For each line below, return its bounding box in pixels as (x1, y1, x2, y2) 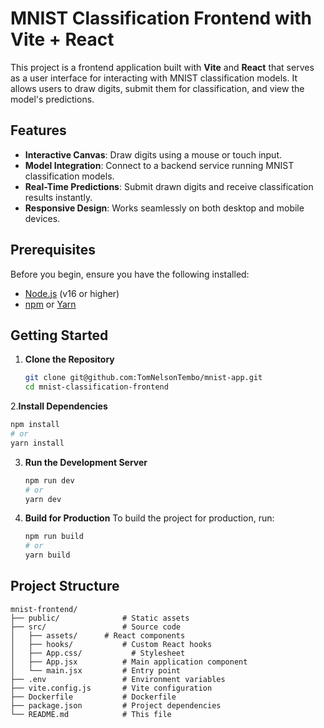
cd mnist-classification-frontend (24, 382, 169, 392)
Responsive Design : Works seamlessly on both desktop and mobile (24, 202, 305, 214)
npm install (10, 420, 60, 430)
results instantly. (24, 191, 93, 203)
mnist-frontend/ (10, 604, 78, 614)
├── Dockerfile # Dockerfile (10, 692, 177, 702)
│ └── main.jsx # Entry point (10, 665, 182, 676)
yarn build (24, 550, 71, 561)
